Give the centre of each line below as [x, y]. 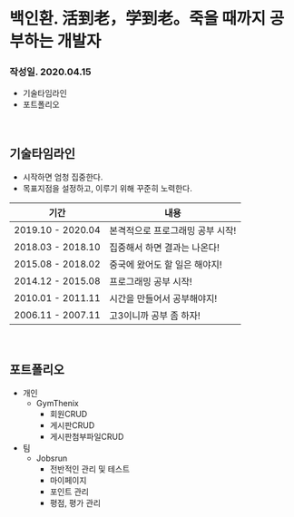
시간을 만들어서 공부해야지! [163, 298]
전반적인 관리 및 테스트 [90, 469]
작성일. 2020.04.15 [50, 72]
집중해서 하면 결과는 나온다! [165, 248]
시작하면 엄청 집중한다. [63, 177]
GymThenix [57, 404]
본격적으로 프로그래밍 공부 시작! [173, 230]
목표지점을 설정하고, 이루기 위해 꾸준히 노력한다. [108, 189]
